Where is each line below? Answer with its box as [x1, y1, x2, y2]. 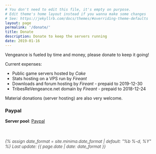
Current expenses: [5, 61, 42, 67]
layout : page [5, 20, 31, 26]
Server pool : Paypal [5, 118, 45, 124]
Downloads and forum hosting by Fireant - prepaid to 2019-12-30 [12, 81, 143, 86]
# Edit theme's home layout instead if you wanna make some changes [5, 12, 146, 16]
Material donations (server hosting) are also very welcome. [5, 95, 123, 101]
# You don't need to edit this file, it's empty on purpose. [5, 7, 131, 12]
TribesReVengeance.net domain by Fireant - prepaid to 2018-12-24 [12, 85, 146, 92]
